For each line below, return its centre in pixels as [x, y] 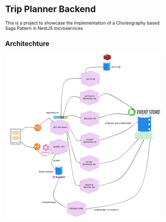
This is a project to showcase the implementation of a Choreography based [83, 23]
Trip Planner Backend [51, 9]
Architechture [27, 44]
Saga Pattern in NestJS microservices [44, 28]
